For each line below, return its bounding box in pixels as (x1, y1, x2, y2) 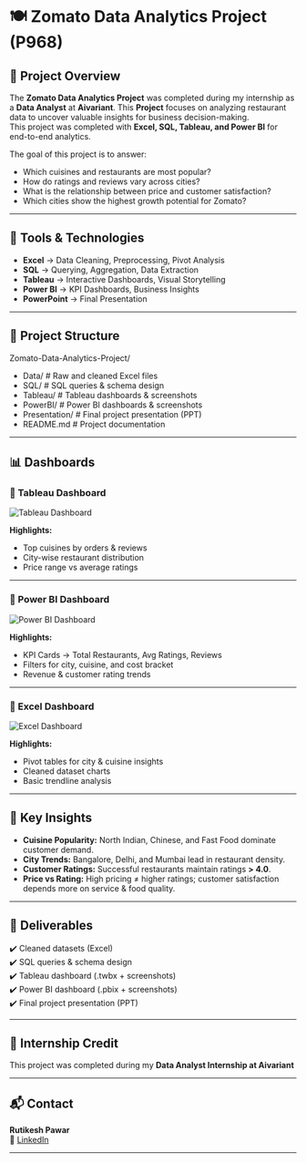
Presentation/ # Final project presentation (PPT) (22, 408, 202, 419)
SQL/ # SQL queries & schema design (22, 379, 165, 391)
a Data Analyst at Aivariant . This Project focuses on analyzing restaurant (9, 102, 287, 113)
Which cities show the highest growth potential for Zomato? (22, 196, 247, 206)
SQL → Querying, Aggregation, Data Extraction (22, 264, 199, 275)
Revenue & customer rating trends (22, 668, 151, 679)
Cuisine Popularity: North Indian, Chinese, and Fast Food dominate (22, 834, 276, 845)
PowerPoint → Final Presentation (22, 293, 148, 304)
